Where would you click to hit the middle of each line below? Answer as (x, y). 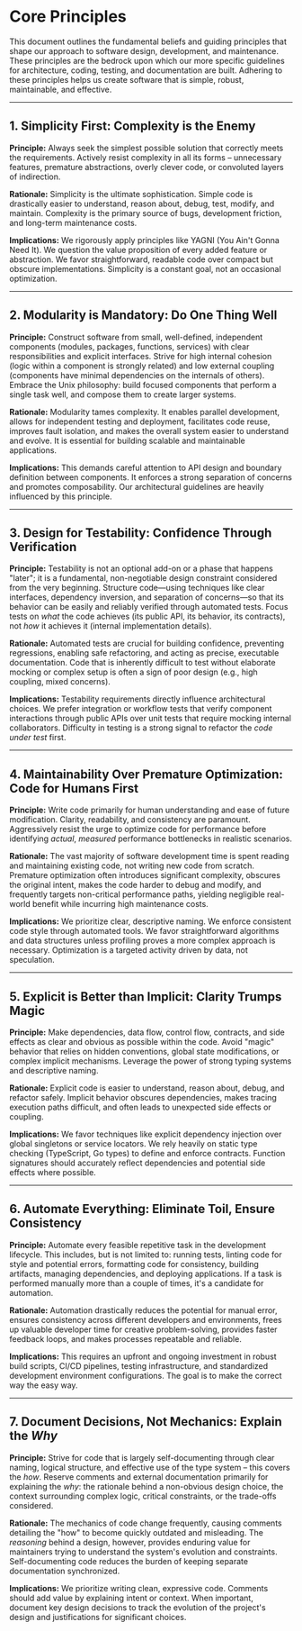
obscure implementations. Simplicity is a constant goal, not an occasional (145, 268)
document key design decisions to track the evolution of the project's (138, 1607)
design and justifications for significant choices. (98, 1617)
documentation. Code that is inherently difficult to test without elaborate (142, 663)
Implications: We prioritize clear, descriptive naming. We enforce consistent (151, 921)
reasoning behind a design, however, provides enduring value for (130, 1542)
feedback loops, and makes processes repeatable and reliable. (126, 1338)
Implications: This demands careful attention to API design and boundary (146, 467)
